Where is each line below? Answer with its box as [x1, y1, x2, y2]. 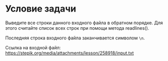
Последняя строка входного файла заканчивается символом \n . [5, 35, 145, 41]
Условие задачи [5, 3, 76, 15]
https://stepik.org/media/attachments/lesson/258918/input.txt [5, 50, 134, 56]
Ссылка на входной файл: [5, 44, 61, 50]
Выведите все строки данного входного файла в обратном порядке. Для [5, 20, 163, 26]
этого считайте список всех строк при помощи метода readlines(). [5, 25, 149, 31]
